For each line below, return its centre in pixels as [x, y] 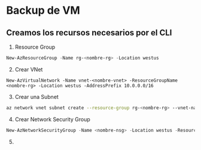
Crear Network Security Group [53, 119]
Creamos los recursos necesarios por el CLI [89, 33]
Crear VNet [29, 69]
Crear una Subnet [36, 97]
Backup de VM [43, 10]
